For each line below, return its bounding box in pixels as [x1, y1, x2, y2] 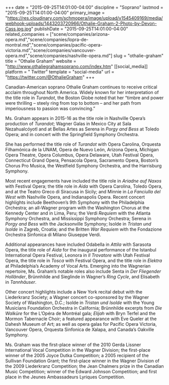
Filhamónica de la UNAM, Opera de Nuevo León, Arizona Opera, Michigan [5, 147, 159, 152]
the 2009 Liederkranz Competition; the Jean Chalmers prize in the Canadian [5, 363, 164, 369]
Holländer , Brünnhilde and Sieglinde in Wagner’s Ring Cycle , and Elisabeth [5, 274, 160, 280]
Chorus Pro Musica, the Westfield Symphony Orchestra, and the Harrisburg [5, 163, 162, 168]
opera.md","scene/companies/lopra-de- [5, 36, 89, 42]
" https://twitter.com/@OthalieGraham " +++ [5, 74, 95, 80]
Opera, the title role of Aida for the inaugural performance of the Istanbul [5, 247, 156, 252]
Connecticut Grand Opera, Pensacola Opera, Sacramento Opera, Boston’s [5, 157, 159, 163]
